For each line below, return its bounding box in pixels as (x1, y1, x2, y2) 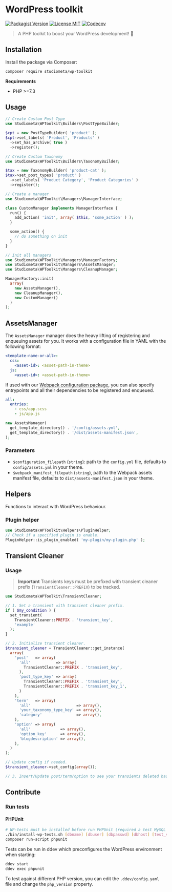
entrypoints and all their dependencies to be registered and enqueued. (5, 387, 155, 393)
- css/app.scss (14, 406, 47, 412)
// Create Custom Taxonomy (5, 154, 63, 159)
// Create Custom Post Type (5, 116, 66, 121)
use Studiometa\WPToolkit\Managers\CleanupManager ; (5, 267, 118, 272)
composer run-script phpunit (5, 837, 68, 842)
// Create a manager (5, 191, 50, 197)
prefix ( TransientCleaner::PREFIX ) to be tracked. (17, 584, 120, 590)
